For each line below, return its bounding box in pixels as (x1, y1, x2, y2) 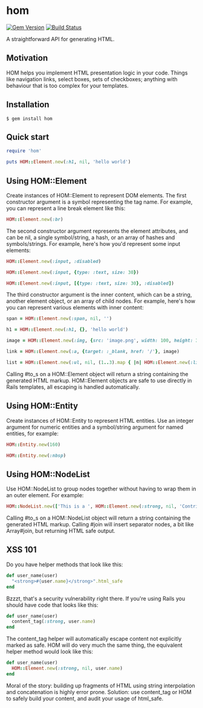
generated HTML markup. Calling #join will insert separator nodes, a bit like (6, 521, 195, 528)
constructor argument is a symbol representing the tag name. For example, (6, 198, 193, 205)
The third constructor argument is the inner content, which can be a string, (6, 291, 192, 299)
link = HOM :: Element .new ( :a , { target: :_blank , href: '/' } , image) (6, 349, 180, 355)
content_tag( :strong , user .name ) (11, 618, 96, 624)
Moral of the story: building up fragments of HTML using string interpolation (6, 682, 195, 689)
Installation (6, 99, 50, 110)
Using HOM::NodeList (6, 469, 91, 479)
